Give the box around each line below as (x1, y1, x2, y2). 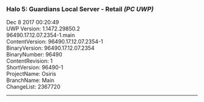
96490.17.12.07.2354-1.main (6, 32, 75, 39)
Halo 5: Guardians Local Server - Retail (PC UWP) (6, 5, 154, 13)
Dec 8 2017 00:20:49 (6, 19, 59, 26)
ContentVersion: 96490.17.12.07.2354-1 (6, 38, 103, 46)
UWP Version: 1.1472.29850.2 (6, 25, 80, 32)
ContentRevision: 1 (6, 57, 53, 65)
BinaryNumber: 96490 (6, 51, 63, 58)
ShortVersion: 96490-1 (6, 64, 64, 71)
